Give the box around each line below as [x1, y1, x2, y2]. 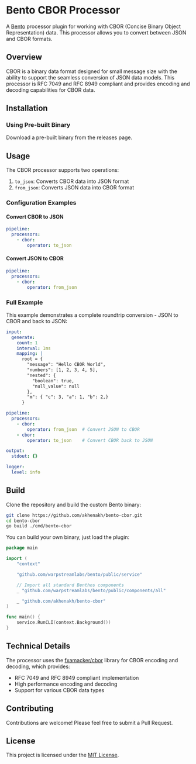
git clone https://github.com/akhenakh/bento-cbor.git [6, 512, 143, 518]
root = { [21, 356, 43, 362]
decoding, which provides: [6, 663, 70, 670]
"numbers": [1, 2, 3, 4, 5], [27, 367, 98, 373]
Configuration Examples [6, 199, 77, 207]
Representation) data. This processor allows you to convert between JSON [6, 29, 187, 36]
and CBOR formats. [6, 35, 53, 42]
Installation [6, 103, 48, 113]
